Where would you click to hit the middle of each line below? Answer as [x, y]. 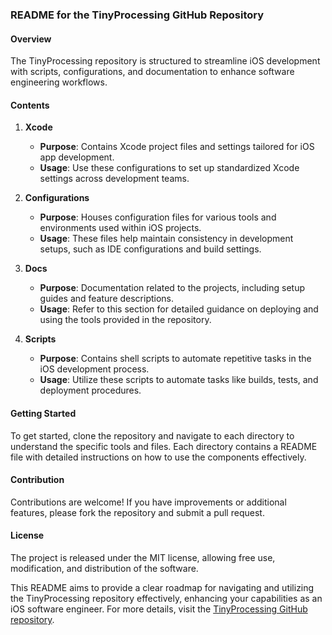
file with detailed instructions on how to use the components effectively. [158, 457]
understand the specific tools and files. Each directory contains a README [164, 446]
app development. [77, 157]
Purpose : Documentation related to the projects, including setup [172, 288]
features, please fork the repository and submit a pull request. [137, 512]
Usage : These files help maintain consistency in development [166, 239]
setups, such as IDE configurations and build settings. [150, 249]
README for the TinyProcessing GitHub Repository [137, 15]
